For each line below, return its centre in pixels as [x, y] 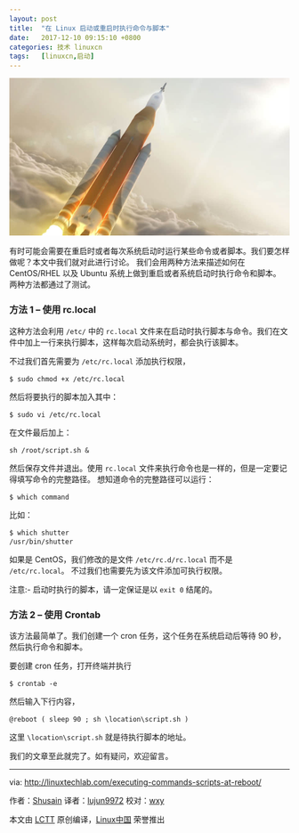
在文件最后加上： [40, 432]
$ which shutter [39, 533]
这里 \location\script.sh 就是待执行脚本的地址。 [100, 737]
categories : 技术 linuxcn [56, 47]
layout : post [33, 19]
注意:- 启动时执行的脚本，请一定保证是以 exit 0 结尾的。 [113, 589]
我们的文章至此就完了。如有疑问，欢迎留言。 [91, 756]
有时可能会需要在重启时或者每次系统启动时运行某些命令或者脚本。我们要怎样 [149, 251]
